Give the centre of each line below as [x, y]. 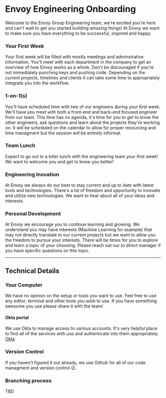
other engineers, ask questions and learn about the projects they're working [83, 122]
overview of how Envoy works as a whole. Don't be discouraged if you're [80, 67]
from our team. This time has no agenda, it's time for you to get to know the [82, 117]
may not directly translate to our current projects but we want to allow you [80, 235]
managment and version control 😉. [41, 368]
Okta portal [17, 318]
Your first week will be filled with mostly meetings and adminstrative [74, 57]
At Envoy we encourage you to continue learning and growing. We [72, 224]
